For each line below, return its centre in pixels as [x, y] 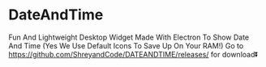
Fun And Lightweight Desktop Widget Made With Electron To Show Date [129, 37]
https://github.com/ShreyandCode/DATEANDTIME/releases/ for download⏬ [134, 54]
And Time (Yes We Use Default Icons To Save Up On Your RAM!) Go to [126, 45]
